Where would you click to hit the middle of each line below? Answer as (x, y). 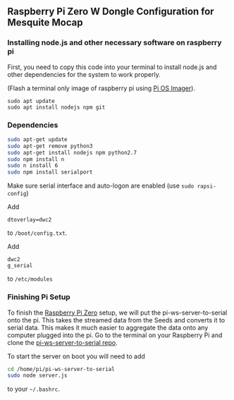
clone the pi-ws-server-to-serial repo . (62, 342)
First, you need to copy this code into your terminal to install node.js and (112, 67)
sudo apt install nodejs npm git (56, 107)
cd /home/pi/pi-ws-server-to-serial (61, 369)
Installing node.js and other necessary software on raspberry (115, 43)
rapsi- (207, 186)
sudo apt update (31, 101)
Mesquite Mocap (45, 23)
